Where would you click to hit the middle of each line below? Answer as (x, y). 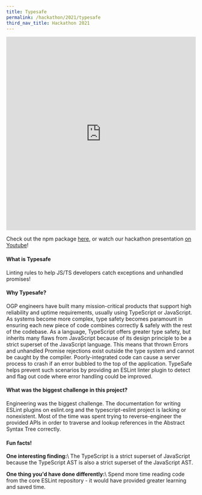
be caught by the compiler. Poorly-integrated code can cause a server (93, 357)
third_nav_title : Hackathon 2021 (48, 23)
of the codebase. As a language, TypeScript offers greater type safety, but (99, 331)
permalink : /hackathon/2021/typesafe (54, 17)
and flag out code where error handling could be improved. (79, 376)
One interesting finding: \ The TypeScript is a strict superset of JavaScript (98, 456)
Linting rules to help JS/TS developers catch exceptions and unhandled (95, 272)
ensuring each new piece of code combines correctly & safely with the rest (99, 325)
